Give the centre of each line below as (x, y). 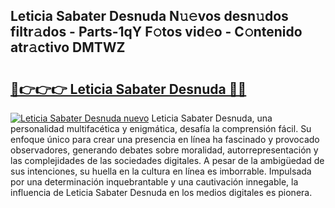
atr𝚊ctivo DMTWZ (68, 47)
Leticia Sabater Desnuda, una (212, 118)
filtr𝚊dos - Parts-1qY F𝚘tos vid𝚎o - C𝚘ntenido (156, 32)
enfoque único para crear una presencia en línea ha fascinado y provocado (165, 139)
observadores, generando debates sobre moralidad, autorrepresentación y (164, 150)
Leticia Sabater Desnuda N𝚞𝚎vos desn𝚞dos (149, 16)
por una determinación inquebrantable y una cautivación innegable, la (154, 182)
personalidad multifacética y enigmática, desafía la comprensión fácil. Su (161, 128)
